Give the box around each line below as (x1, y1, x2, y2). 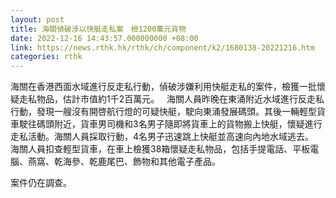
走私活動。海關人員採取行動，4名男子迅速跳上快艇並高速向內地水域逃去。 (10, 131, 315, 143)
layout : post (10, 14, 65, 25)
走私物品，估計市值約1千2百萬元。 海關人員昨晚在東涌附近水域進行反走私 (18, 93, 325, 105)
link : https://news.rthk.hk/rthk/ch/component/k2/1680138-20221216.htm (10, 42, 315, 53)
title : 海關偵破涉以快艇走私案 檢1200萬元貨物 (10, 24, 187, 34)
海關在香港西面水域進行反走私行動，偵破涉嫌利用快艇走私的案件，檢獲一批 (10, 81, 317, 93)
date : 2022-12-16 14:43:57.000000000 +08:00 (10, 33, 199, 43)
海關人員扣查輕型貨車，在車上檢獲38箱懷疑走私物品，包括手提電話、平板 (10, 143, 311, 155)
